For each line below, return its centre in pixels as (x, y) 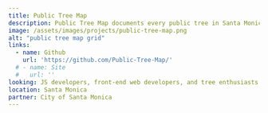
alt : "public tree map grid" (57, 38)
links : (19, 45)
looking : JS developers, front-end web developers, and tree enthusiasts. (135, 82)
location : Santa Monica (48, 90)
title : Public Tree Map (48, 16)
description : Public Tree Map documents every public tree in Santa (124, 23)
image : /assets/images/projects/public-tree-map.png (98, 30)
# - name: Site (41, 68)
